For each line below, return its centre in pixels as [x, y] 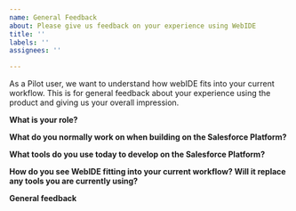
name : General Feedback [53, 17]
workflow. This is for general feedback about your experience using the [140, 93]
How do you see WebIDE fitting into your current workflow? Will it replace [148, 172]
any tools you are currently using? [74, 181]
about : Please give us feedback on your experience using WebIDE [132, 26]
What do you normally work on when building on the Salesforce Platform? [148, 137]
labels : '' [29, 42]
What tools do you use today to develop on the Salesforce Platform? [137, 154]
